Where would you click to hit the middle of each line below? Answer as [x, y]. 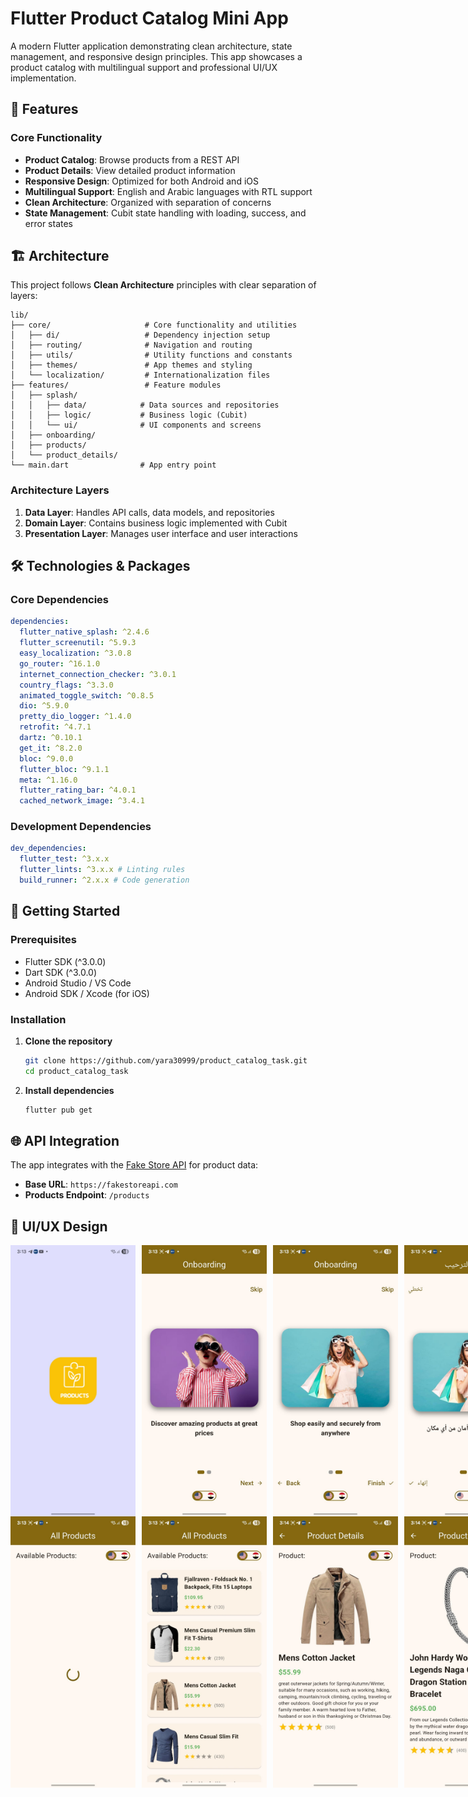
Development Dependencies [81, 827]
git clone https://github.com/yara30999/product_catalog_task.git [166, 1060]
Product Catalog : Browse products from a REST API [132, 159]
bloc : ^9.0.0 [46, 758]
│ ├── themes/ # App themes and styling [131, 365]
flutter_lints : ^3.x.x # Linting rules [102, 870]
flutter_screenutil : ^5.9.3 [78, 643]
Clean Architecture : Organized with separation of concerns [148, 202]
